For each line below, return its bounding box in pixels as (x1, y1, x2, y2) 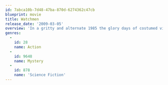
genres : (5, 30, 21, 35)
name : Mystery (14, 58, 43, 63)
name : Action (14, 44, 41, 49)
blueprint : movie (5, 12, 41, 17)
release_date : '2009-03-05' (5, 21, 64, 26)
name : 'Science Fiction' (14, 72, 66, 77)
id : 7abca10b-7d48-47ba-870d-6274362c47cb (5, 7, 95, 12)
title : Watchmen (5, 16, 39, 21)
